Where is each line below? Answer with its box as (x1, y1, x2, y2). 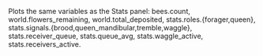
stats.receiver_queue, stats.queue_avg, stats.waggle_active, (8, 31, 204, 40)
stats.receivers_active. (8, 40, 81, 49)
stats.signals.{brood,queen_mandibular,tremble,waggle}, (8, 23, 193, 32)
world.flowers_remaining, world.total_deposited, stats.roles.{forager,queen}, (8, 15, 256, 24)
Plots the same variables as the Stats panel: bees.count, (8, 7, 191, 16)
